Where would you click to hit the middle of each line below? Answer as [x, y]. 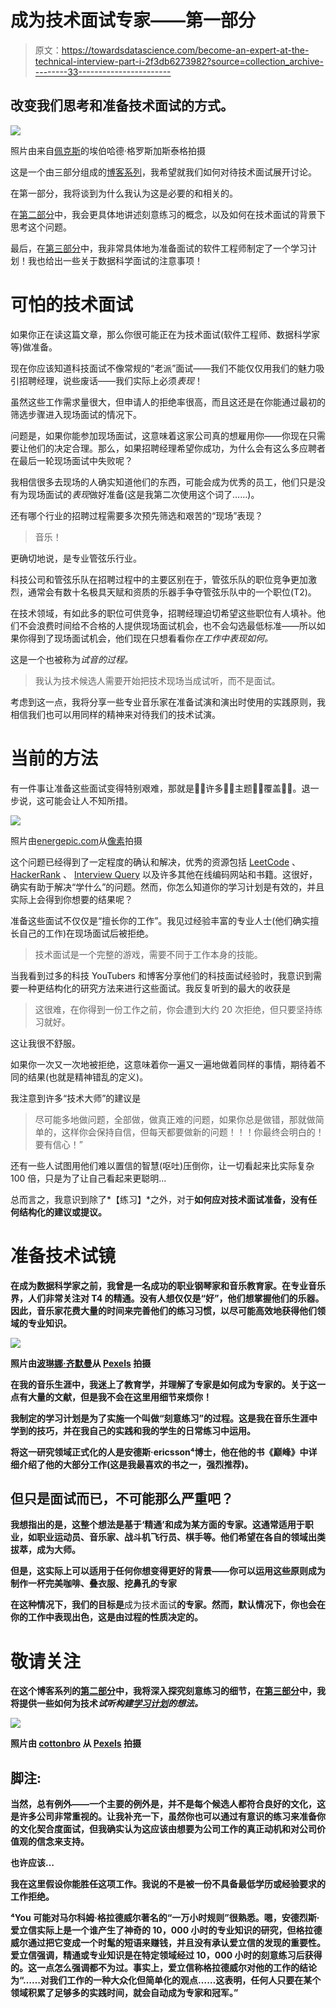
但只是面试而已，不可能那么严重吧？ [122, 1498]
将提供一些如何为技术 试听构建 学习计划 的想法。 [106, 1703]
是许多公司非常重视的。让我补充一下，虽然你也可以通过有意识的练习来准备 [163, 1817]
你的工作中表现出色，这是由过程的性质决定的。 [106, 1617]
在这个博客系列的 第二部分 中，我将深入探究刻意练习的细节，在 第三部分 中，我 [168, 1691]
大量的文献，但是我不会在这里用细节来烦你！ [119, 1397]
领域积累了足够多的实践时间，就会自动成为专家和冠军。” [124, 1993]
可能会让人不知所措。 [88, 800]
